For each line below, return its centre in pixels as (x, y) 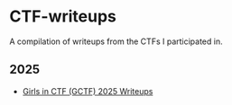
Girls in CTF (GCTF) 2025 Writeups (88, 91)
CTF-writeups (63, 17)
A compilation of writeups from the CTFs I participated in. (116, 41)
